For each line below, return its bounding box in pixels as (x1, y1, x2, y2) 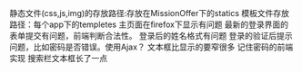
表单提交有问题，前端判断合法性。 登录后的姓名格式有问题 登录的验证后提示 (9, 31, 293, 40)
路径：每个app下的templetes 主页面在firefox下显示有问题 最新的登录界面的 (9, 19, 289, 30)
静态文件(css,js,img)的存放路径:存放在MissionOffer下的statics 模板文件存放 (9, 8, 289, 18)
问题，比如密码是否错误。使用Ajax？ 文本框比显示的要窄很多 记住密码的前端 (9, 41, 294, 52)
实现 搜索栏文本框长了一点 (9, 53, 107, 63)
